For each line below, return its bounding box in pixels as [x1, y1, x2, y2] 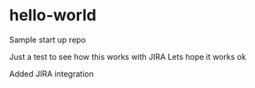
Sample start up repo [9, 34, 87, 45]
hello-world [9, 5, 97, 26]
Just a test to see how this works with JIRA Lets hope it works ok [9, 51, 246, 62]
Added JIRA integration [9, 68, 95, 79]
